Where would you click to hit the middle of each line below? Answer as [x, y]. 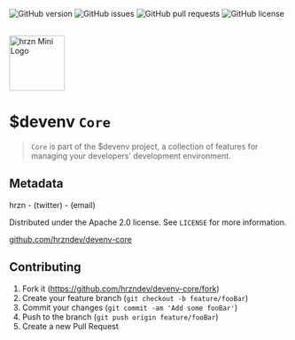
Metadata [36, 184]
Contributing [45, 267]
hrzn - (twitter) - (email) [52, 205]
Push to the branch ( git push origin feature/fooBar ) [120, 317]
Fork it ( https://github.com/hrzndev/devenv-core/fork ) [120, 289]
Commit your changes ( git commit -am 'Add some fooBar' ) [130, 307]
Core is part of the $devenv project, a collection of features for [144, 146]
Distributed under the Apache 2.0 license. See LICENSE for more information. [148, 222]
